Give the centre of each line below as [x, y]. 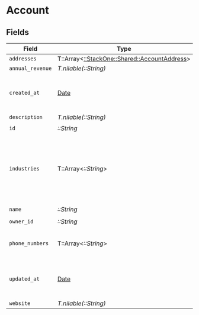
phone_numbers [29, 243]
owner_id [21, 221]
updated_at [24, 279]
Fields [18, 32]
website [20, 303]
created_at [24, 93]
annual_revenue [31, 68]
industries [24, 168]
